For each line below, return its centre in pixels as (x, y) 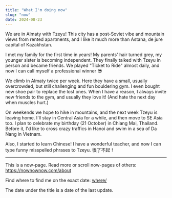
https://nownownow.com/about (38, 170)
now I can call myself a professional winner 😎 (54, 71)
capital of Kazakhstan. (29, 45)
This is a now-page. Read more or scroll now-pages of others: (71, 165)
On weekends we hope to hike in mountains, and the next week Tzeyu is (81, 112)
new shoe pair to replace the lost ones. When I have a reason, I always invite (86, 92)
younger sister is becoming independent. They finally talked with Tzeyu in (83, 60)
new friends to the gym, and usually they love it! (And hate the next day (80, 97)
